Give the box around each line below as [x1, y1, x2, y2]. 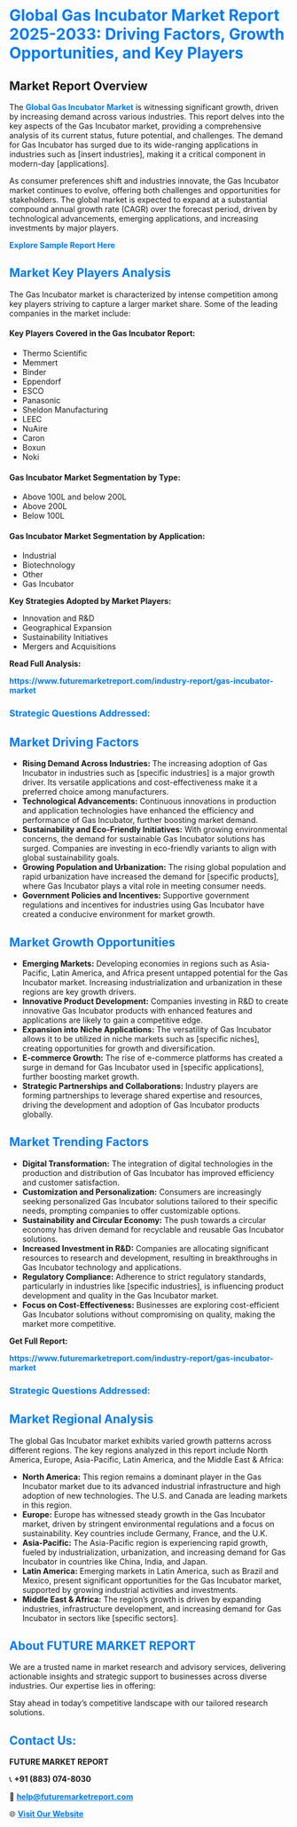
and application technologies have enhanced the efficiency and [21, 805, 254, 816]
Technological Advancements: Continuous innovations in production [21, 796, 277, 807]
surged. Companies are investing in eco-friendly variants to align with [21, 843, 277, 854]
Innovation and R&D [21, 613, 95, 623]
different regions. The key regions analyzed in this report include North [9, 1445, 269, 1455]
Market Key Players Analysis [9, 265, 171, 280]
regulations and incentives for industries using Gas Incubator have [21, 899, 265, 910]
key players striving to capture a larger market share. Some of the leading [9, 298, 278, 309]
